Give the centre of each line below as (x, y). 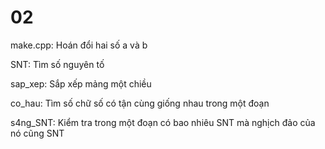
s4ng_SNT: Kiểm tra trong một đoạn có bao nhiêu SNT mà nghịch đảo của (163, 122)
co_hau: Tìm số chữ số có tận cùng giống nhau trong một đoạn (140, 103)
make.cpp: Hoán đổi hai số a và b (79, 45)
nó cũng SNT (37, 133)
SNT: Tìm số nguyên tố (57, 64)
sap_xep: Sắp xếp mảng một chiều (81, 83)
